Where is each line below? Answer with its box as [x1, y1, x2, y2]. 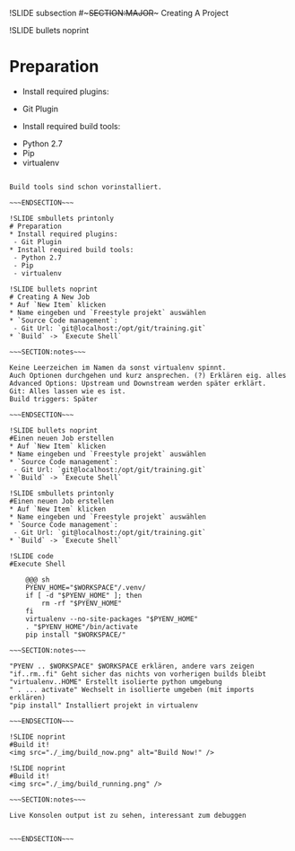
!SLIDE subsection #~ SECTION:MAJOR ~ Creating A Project [9, 8, 229, 18]
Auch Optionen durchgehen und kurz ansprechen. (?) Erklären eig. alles [9, 371, 287, 380]
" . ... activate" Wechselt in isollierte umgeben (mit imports [9, 685, 255, 694]
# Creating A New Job [9, 292, 91, 302]
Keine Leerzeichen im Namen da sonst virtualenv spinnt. [9, 363, 227, 372]
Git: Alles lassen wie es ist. [9, 386, 126, 396]
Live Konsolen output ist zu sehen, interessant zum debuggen [9, 811, 247, 820]
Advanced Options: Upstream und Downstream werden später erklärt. [9, 379, 267, 388]
